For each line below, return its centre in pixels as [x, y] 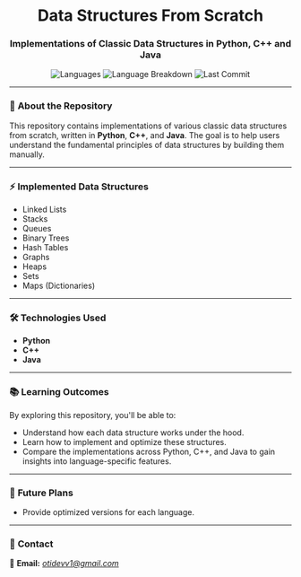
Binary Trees [46, 238]
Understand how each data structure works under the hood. [133, 433]
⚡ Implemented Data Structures [79, 187]
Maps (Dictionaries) [59, 286]
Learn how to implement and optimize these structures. [124, 441]
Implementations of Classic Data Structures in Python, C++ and [150, 44]
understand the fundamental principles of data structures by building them [147, 144]
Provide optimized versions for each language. [108, 511]
